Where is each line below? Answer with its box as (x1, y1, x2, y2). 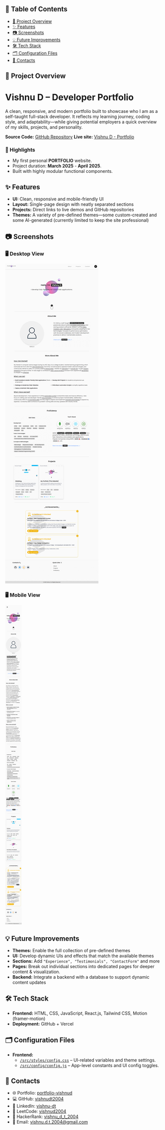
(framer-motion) (12, 1015, 46, 1022)
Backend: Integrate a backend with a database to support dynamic (12, 974, 150, 980)
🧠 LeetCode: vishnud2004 (12, 1109, 67, 1115)
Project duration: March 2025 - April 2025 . (12, 163, 102, 169)
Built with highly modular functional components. (12, 168, 113, 174)
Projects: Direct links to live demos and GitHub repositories (12, 207, 134, 213)
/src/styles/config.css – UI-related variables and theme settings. (19, 1057, 156, 1063)
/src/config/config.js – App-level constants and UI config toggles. (19, 1062, 159, 1068)
